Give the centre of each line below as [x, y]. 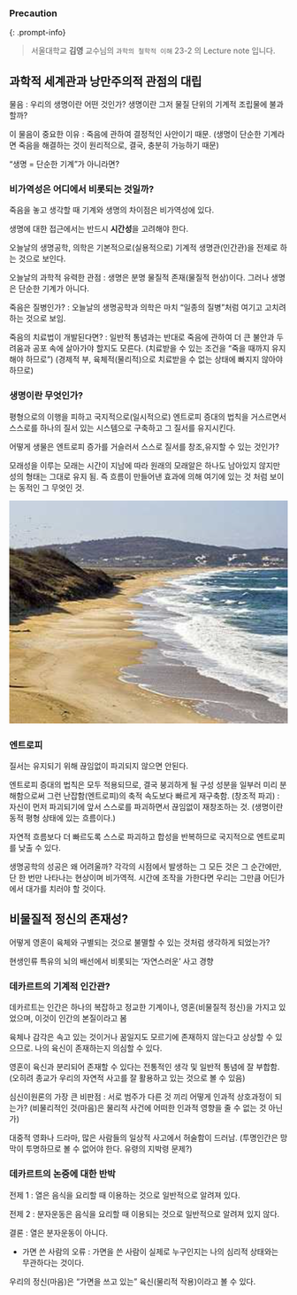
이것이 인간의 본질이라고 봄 [81, 1018]
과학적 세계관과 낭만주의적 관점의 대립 [106, 81]
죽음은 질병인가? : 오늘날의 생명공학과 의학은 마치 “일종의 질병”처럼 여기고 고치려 [148, 307]
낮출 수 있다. [40, 848]
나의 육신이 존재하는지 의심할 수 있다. [99, 1048]
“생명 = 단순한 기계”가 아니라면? [65, 164]
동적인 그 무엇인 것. [51, 487]
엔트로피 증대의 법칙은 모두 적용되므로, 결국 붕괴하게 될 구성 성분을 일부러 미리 [144, 785]
